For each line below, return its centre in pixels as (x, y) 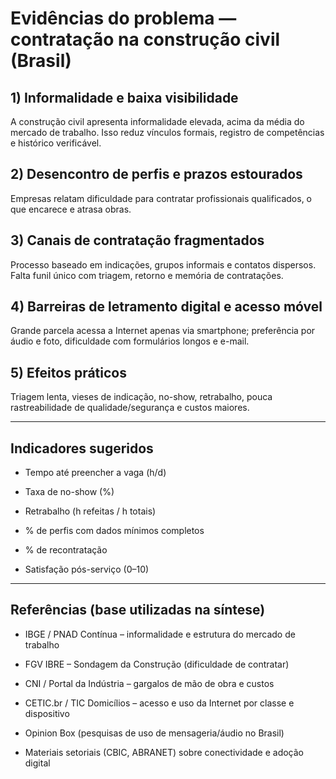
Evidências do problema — (123, 18)
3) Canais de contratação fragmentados (137, 240)
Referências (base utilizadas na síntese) (138, 610)
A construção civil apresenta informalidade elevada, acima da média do (157, 121)
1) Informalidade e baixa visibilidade (124, 97)
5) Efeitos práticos (68, 372)
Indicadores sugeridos (82, 448)
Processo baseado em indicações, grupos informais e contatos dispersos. (163, 264)
